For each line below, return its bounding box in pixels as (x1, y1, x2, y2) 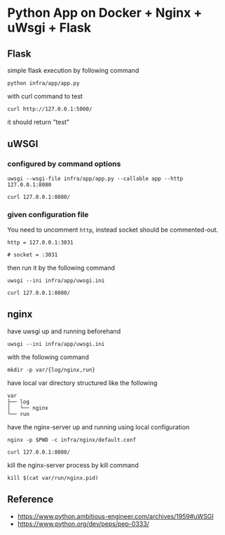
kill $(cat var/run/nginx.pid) (7, 474, 99, 481)
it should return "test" (7, 118, 70, 126)
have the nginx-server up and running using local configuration (7, 422, 190, 431)
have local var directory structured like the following (7, 378, 158, 387)
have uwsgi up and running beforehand (7, 327, 121, 335)
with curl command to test (7, 92, 83, 100)
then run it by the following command (7, 263, 116, 272)
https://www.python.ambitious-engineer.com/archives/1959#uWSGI (17, 512, 214, 520)
